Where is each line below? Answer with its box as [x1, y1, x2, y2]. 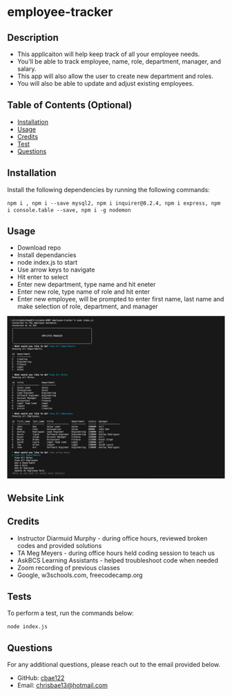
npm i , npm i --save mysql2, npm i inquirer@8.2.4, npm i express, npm [7, 200, 221, 207]
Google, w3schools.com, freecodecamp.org [17, 571, 143, 579]
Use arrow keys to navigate [17, 265, 95, 274]
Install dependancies [17, 251, 77, 259]
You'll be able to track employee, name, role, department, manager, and [17, 57, 222, 66]
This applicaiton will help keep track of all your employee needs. [17, 50, 200, 58]
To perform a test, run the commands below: [7, 609, 135, 617]
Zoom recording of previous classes [17, 563, 120, 572]
